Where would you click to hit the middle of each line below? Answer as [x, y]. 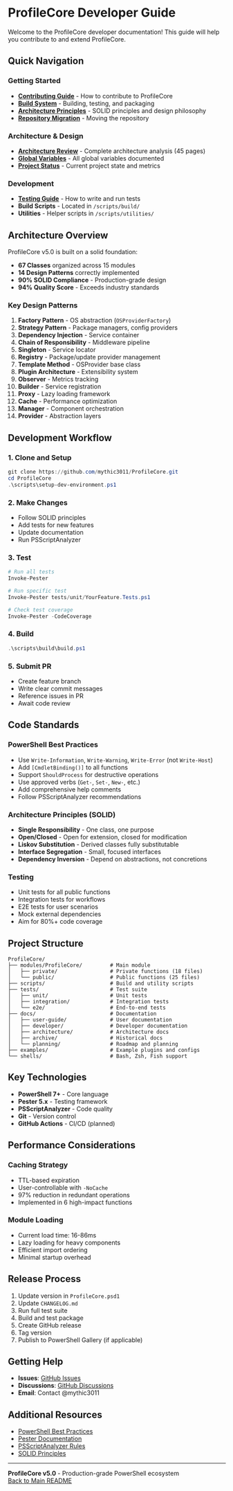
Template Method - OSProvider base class [79, 364]
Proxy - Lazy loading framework [64, 394]
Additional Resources [55, 1414]
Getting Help [36, 1362]
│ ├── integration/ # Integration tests [88, 1002]
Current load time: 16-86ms [57, 1235]
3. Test [20, 557]
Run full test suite [43, 1310]
